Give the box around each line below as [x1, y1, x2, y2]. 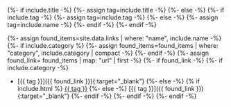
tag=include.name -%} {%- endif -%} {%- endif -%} [7, 21, 157, 28]
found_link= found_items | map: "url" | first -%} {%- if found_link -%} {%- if [7, 56, 223, 65]
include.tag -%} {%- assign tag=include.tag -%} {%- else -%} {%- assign [7, 13, 219, 22]
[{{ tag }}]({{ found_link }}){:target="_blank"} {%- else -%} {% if [17, 77, 200, 85]
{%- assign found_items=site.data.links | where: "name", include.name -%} [7, 34, 222, 42]
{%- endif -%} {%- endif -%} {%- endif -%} [71, 92, 197, 100]
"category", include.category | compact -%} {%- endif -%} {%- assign [7, 49, 209, 57]
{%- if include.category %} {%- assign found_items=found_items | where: [7, 42, 219, 49]
